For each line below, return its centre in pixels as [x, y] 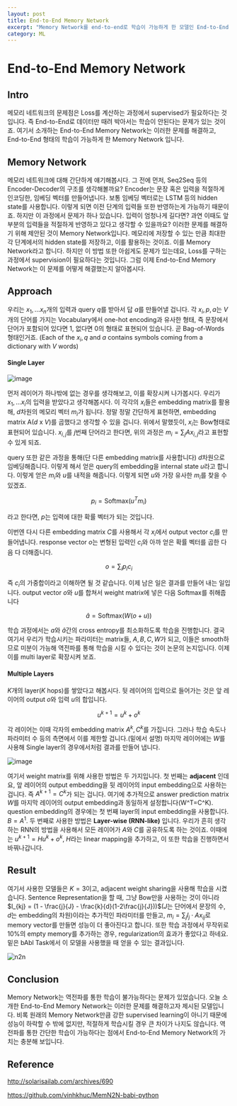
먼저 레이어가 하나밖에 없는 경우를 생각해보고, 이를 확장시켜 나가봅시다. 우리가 [114, 393]
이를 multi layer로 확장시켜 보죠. [52, 657]
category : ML [27, 34]
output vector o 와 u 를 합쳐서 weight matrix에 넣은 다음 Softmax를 [115, 593]
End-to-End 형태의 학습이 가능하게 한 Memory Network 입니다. [96, 140]
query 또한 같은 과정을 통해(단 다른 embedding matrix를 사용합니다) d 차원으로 [116, 457]
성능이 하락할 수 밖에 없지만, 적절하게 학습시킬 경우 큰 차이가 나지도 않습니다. [113, 1024]
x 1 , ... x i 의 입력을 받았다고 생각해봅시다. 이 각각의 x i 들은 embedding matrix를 [112, 403]
